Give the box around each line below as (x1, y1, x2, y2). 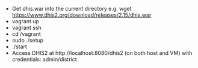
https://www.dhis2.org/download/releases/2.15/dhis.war (11, 11, 152, 18)
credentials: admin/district (11, 56, 77, 63)
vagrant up (11, 18, 39, 24)
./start (11, 43, 27, 50)
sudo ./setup (11, 37, 44, 44)
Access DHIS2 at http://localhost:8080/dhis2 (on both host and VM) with (11, 50, 193, 56)
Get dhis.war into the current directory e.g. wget (11, 5, 132, 12)
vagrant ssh (11, 24, 42, 31)
